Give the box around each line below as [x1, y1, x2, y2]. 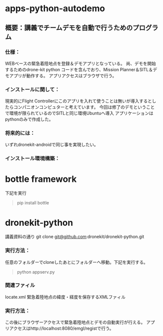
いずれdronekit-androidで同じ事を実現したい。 [5, 142, 99, 148]
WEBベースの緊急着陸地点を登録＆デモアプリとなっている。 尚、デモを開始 [5, 60, 156, 66]
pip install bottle [17, 200, 50, 206]
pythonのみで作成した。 [5, 117, 54, 122]
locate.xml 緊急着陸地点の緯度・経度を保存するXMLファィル [5, 294, 126, 300]
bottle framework [5, 174, 77, 184]
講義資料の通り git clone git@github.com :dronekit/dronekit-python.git [5, 234, 145, 239]
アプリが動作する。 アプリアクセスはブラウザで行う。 [9, 73, 117, 79]
